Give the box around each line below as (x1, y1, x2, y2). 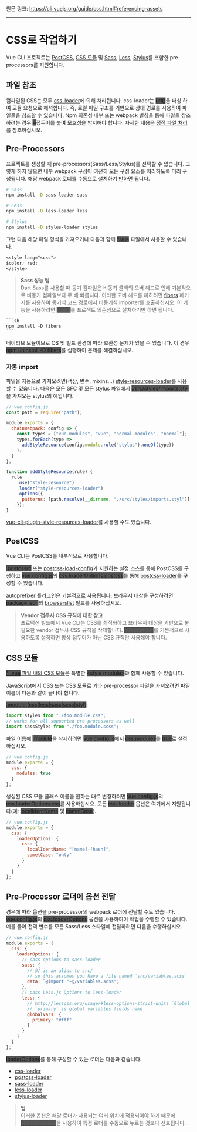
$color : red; (6, 260, 38, 266)
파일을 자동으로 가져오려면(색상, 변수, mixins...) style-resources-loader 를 (6, 377, 176, 384)
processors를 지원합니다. (6, 61, 65, 68)
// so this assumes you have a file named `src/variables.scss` (27, 973, 188, 979)
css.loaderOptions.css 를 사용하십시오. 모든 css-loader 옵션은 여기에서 (6, 800, 171, 807)
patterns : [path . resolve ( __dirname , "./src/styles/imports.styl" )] (21, 496, 191, 502)
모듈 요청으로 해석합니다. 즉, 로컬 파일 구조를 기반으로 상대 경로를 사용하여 (12, 104, 181, 111)
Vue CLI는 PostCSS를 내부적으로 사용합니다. (6, 552, 109, 560)
